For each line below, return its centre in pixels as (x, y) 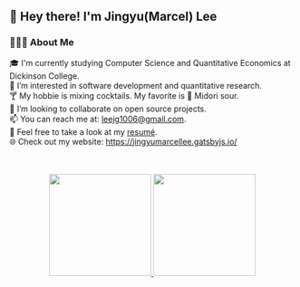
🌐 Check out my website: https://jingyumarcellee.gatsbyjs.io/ (123, 141)
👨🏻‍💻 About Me (42, 43)
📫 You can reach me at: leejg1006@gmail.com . (98, 119)
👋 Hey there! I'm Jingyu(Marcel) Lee (113, 17)
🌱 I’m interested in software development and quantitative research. (136, 85)
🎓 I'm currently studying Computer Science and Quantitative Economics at (150, 62)
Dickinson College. (44, 76)
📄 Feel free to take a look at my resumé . (83, 131)
